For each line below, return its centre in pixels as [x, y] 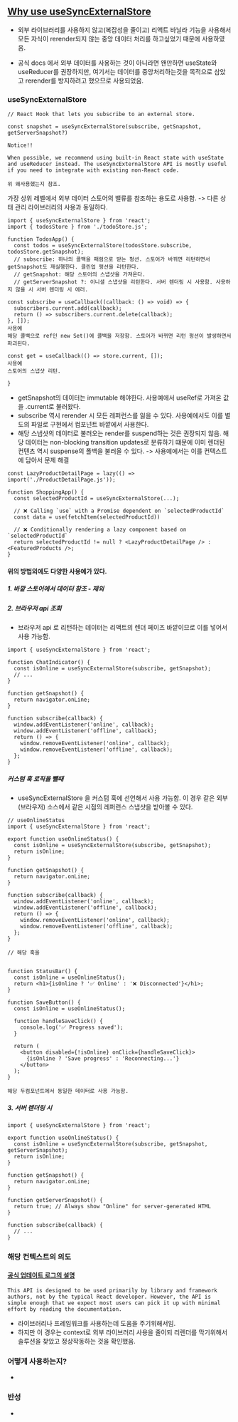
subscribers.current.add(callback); [68, 308]
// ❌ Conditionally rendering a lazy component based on [100, 530]
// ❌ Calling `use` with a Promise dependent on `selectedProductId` [119, 511]
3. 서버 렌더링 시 [30, 1108]
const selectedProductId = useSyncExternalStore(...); [97, 499]
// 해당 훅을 [24, 953]
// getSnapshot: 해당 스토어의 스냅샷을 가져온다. [80, 275]
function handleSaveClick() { [58, 1022]
